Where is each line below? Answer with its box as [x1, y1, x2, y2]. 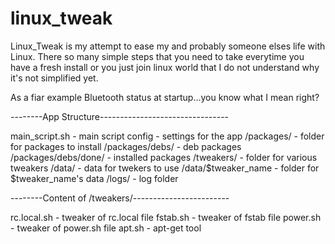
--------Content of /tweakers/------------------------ [10, 192, 230, 204]
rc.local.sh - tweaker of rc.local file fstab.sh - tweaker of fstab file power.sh [10, 211, 322, 223]
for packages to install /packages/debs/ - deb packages [10, 140, 242, 152]
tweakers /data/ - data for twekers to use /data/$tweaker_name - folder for [10, 162, 320, 174]
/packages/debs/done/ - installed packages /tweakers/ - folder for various [10, 151, 318, 163]
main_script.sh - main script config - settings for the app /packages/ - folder [10, 130, 325, 142]
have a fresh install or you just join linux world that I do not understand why [10, 61, 320, 73]
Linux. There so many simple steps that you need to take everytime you [10, 50, 305, 62]
